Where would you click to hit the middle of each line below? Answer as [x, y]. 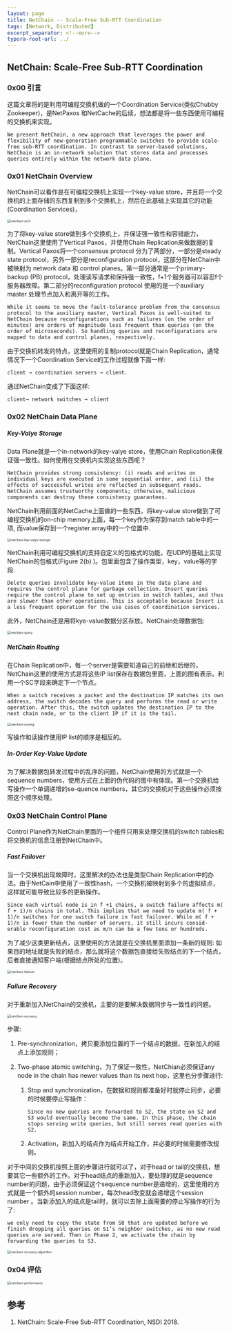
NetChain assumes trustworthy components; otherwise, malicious [101, 491]
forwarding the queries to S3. [52, 1241]
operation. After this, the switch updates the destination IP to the [111, 708]
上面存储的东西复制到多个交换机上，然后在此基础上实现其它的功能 [119, 201]
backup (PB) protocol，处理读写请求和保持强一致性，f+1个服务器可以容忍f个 [115, 277]
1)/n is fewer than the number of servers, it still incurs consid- [108, 923]
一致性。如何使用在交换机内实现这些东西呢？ [82, 460]
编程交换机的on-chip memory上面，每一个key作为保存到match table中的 [110, 519]
